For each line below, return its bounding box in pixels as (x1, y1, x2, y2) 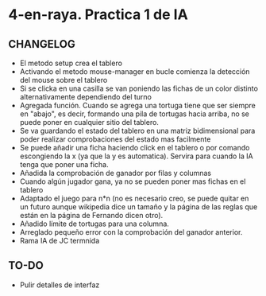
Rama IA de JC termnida (19, 236, 100, 245)
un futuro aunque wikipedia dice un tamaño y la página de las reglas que (19, 202, 258, 212)
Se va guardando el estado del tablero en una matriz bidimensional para (19, 126, 256, 135)
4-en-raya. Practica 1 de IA (8, 6, 188, 24)
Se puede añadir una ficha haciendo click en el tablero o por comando (19, 143, 250, 152)
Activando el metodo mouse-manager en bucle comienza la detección (19, 67, 250, 76)
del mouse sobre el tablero (19, 76, 108, 84)
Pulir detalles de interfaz (19, 280, 100, 290)
